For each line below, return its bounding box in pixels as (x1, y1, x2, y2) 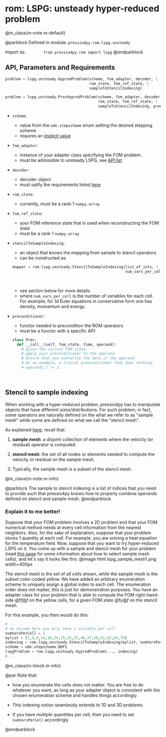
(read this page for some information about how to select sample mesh (5, 551, 150, 556)
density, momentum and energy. (19, 303, 86, 309)
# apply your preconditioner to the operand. (21, 351, 117, 356)
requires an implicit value (19, 133, 71, 138)
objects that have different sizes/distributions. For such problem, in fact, (5, 407, 152, 413)
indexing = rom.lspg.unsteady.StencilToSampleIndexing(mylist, (5, 640, 138, 645)
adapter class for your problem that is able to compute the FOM (5, 592, 135, 598)
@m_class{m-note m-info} (5, 475, 59, 481)
